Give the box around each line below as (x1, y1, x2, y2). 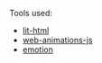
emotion (22, 44, 54, 55)
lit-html (22, 25, 50, 35)
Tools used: (9, 8, 52, 18)
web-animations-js (22, 35, 93, 45)
